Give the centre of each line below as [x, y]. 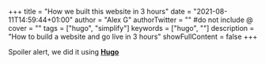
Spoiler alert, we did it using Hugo [64, 52]
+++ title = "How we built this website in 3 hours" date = [100, 11]
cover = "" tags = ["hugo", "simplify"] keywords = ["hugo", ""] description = [131, 28]
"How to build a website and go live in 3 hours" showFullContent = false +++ [133, 36]
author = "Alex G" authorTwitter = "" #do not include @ [164, 20]
